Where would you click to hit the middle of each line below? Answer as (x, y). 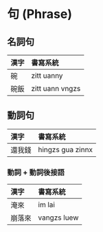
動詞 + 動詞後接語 (36, 172)
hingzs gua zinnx (66, 149)
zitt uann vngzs (56, 88)
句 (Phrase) (39, 14)
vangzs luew (58, 218)
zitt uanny (47, 75)
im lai (46, 205)
